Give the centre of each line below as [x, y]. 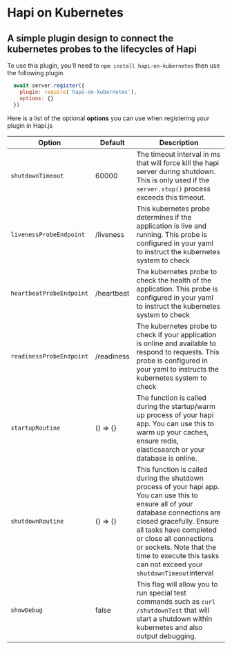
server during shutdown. [176, 171]
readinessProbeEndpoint [50, 356]
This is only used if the [173, 180]
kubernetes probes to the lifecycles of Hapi [102, 49]
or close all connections [175, 538]
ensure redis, [157, 441]
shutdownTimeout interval [175, 573]
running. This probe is [172, 234]
